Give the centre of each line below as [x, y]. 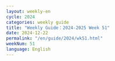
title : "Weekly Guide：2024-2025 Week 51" [58, 28]
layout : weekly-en [28, 11]
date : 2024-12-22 [27, 33]
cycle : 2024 [20, 17]
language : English [28, 49]
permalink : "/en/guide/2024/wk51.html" [55, 38]
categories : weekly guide [37, 22]
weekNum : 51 [20, 44]
